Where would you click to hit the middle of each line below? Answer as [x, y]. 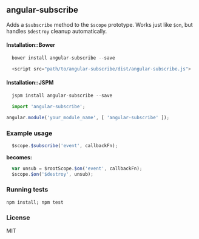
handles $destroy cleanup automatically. [57, 31]
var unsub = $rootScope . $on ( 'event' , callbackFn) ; [77, 168]
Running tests [27, 190]
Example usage [29, 133]
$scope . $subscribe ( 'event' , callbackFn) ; [65, 145]
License [18, 217]
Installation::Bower [31, 45]
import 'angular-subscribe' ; [49, 106]
